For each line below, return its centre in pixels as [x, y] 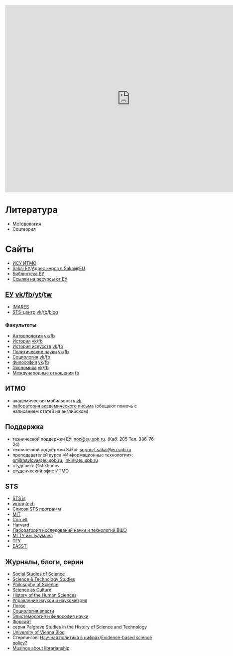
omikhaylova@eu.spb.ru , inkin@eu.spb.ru [55, 460]
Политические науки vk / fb [41, 351]
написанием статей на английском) [50, 411]
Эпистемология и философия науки [50, 617]
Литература [32, 210]
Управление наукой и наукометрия [50, 601]
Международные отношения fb [46, 373]
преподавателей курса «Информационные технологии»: [73, 455]
